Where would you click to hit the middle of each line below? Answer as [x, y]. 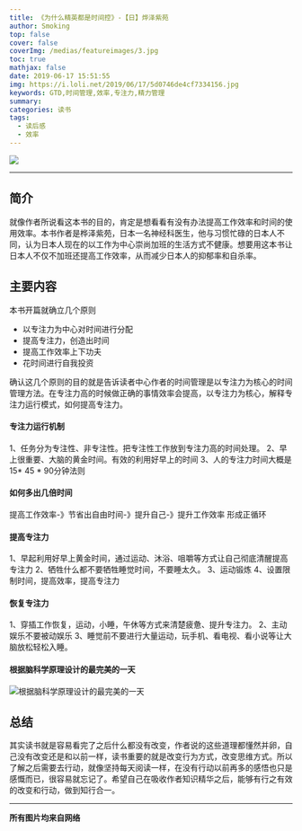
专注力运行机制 [37, 427]
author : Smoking [40, 26]
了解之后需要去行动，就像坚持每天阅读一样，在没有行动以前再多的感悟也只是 [151, 768]
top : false [30, 34]
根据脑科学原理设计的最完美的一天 [72, 669]
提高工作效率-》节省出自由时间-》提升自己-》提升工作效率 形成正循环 [138, 514]
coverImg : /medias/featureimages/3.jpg [84, 51]
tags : [19, 118]
